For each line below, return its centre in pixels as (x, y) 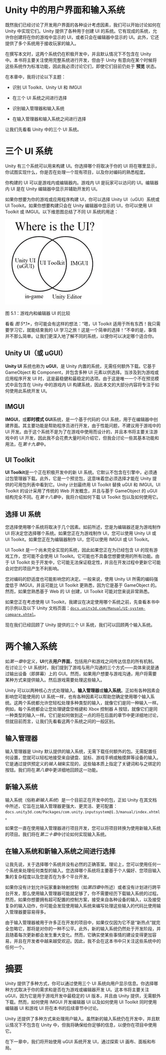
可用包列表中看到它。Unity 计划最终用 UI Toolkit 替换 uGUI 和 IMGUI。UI (87, 485)
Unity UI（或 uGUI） (36, 353)
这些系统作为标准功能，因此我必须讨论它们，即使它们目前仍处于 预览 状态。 (82, 66)
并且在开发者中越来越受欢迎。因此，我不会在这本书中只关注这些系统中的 (87, 941)
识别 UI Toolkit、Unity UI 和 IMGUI (47, 87)
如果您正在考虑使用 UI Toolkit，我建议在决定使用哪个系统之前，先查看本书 (80, 602)
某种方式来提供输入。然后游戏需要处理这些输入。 (55, 680)
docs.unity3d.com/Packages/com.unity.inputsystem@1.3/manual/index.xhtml (83, 812)
